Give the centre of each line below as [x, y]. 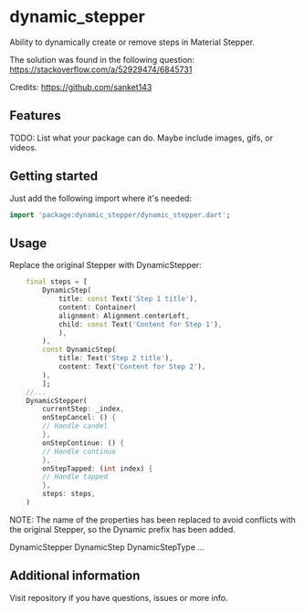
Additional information [75, 576]
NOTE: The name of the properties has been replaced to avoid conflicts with [153, 519]
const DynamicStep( [79, 350]
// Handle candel [75, 426]
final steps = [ [57, 282]
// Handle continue [79, 451]
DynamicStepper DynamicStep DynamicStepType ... [107, 547]
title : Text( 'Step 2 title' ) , [116, 358]
